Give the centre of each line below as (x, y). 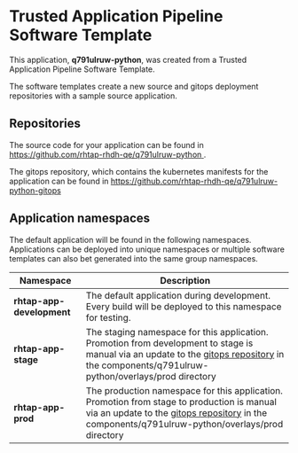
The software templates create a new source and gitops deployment (134, 86)
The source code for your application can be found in (106, 144)
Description (185, 280)
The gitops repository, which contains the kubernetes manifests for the (139, 171)
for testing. (108, 317)
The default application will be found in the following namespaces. (130, 239)
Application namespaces (80, 219)
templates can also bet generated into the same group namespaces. (134, 258)
